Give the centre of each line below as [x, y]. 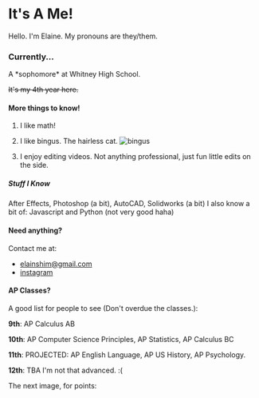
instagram [36, 272]
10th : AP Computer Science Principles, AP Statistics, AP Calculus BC [121, 339]
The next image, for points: [53, 385]
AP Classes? [29, 291]
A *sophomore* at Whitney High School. [75, 74]
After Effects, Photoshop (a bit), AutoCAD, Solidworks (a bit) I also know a [129, 204]
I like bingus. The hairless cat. [69, 141]
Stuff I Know [29, 184]
